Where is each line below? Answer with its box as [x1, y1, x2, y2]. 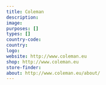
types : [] [6, 31, 31, 37]
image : [6, 20, 23, 26]
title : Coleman [6, 8, 44, 15]
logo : [6, 48, 20, 54]
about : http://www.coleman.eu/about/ [6, 70, 101, 76]
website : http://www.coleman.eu [6, 53, 87, 59]
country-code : [6, 37, 42, 42]
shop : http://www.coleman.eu [6, 59, 79, 65]
